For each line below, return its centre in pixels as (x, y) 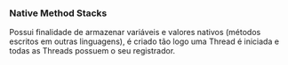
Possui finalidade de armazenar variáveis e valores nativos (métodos (135, 32)
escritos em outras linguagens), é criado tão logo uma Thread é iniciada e (144, 41)
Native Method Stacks (58, 13)
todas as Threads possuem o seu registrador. (92, 51)
